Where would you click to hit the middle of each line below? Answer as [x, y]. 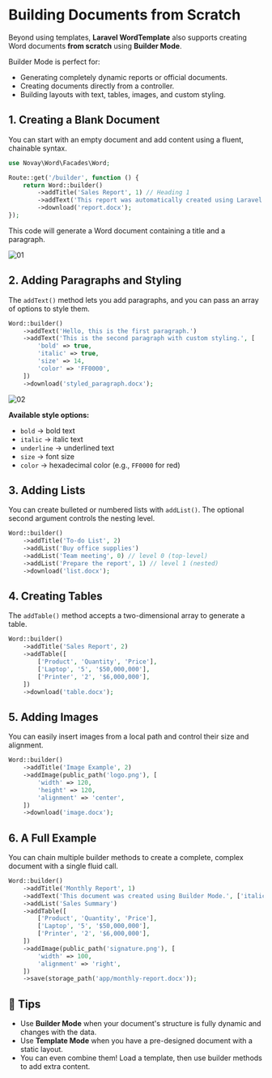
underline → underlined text [67, 448]
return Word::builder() [63, 185]
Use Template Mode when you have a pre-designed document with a [136, 1041]
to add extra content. [55, 1067]
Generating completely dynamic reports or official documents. [124, 77]
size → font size [47, 456]
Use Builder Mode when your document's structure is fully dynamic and [140, 1024]
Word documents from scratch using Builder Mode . [95, 45]
